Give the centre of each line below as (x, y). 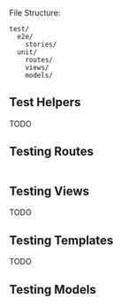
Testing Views (50, 191)
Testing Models (53, 290)
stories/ (41, 44)
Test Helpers (45, 102)
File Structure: (35, 13)
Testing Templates (61, 240)
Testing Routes (52, 152)
